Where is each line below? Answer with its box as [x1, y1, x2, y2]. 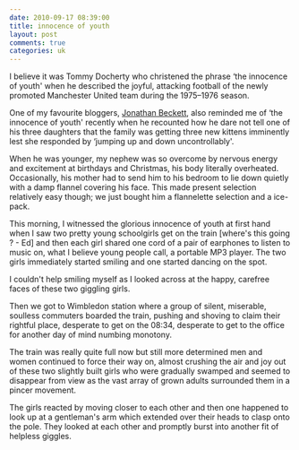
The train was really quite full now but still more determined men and [9, 347, 263, 358]
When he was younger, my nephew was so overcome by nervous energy [9, 153, 278, 164]
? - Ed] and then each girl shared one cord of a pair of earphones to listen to [9, 238, 291, 248]
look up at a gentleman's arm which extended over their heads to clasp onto [9, 411, 291, 422]
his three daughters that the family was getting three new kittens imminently [9, 126, 290, 137]
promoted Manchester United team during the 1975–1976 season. [9, 91, 250, 101]
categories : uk [9, 47, 66, 56]
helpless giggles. [9, 431, 72, 442]
